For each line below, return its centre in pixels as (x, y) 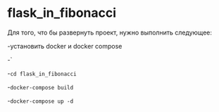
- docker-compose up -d (40, 101)
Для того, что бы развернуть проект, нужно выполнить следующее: (110, 32)
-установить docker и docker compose (65, 46)
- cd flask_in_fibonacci (42, 73)
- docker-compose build (40, 87)
